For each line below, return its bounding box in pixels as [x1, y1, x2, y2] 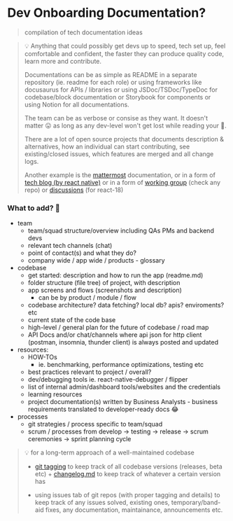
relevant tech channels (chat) [27, 242, 113, 250]
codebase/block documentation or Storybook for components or [24, 92, 211, 101]
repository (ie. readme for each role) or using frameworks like [24, 78, 202, 86]
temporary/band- [171, 499, 221, 507]
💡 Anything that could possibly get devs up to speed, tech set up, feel [24, 41, 226, 50]
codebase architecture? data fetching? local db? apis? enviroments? [27, 301, 225, 310]
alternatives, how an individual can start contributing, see [24, 142, 190, 151]
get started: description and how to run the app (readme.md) [27, 271, 204, 279]
